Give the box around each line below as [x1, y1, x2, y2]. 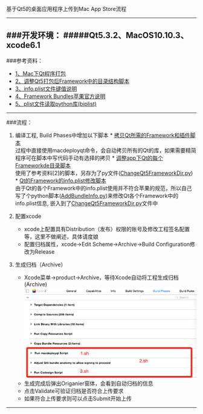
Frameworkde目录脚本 [14, 162, 71, 169]
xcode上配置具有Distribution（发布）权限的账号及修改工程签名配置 [24, 225, 190, 232]
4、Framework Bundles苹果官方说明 [14, 93, 106, 100]
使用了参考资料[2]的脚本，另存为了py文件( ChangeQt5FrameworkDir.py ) [14, 169, 193, 177]
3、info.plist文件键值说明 [14, 85, 77, 92]
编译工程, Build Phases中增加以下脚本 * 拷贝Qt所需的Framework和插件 [14, 131, 190, 139]
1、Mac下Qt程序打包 [14, 70, 66, 77]
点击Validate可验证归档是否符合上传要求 [24, 387, 124, 395]
